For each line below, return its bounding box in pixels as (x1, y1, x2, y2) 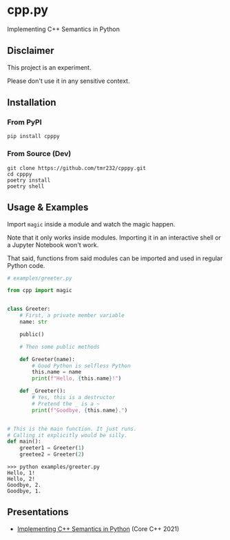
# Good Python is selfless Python (32, 362, 131, 369)
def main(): (7, 438, 41, 445)
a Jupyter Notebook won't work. (7, 240, 99, 249)
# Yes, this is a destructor (32, 394, 116, 401)
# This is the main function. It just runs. (7, 425, 137, 432)
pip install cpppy (7, 133, 60, 140)
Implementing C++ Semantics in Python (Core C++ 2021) (17, 524, 180, 533)
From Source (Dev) (7, 149, 72, 159)
